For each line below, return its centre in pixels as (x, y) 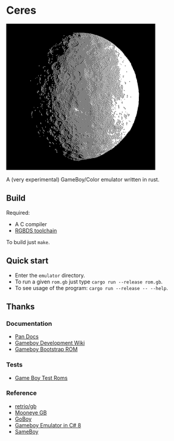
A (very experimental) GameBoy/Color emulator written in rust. (83, 179)
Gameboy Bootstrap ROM (46, 349)
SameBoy (27, 431)
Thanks (21, 306)
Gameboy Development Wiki (50, 343)
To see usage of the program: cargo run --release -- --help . (91, 288)
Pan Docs (27, 337)
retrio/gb (26, 406)
